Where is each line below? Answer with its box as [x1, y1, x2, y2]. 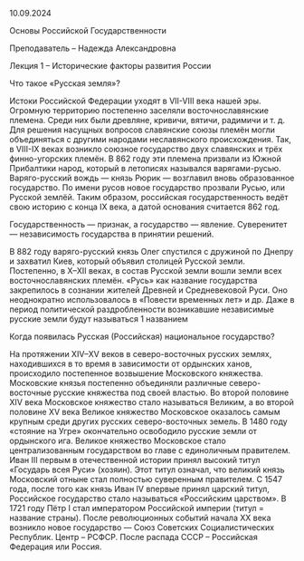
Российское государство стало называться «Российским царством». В [9, 493, 287, 504]
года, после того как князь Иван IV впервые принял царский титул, [9, 484, 270, 494]
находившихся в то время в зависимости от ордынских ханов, [9, 358, 252, 369]
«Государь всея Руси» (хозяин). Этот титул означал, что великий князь [9, 464, 285, 475]
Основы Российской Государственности [9, 25, 167, 35]
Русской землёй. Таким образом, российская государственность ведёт [9, 192, 289, 202]
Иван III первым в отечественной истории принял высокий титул [9, 455, 261, 465]
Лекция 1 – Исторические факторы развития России [9, 61, 212, 71]
